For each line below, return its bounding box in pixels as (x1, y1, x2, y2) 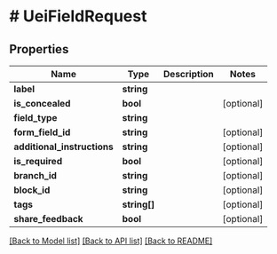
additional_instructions (13, 140, 114, 153)
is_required (13, 155, 63, 167)
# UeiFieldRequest (9, 6, 147, 27)
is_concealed (13, 98, 71, 109)
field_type (13, 112, 58, 123)
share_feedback (13, 213, 83, 225)
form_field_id (13, 126, 71, 139)
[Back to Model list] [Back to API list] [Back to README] (9, 235, 213, 246)
